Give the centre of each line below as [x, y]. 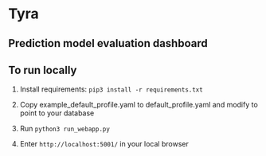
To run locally [43, 70]
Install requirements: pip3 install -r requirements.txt [111, 89]
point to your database [57, 113]
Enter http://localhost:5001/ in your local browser [104, 144]
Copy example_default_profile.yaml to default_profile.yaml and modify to [139, 105]
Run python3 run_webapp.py [65, 129]
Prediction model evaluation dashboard [108, 43]
